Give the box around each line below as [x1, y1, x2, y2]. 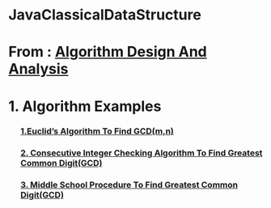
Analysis [8, 60, 69, 79]
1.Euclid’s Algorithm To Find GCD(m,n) [19, 125, 174, 137]
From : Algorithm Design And [8, 43, 208, 62]
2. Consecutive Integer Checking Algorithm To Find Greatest [19, 147, 263, 159]
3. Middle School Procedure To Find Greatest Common [19, 180, 239, 191]
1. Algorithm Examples [8, 97, 162, 115]
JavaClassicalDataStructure [8, 6, 202, 24]
